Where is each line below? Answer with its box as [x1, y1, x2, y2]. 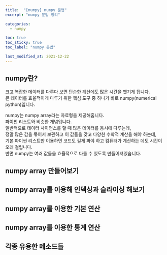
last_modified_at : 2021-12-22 [5, 54, 70, 59]
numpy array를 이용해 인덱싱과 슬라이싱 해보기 [5, 185, 145, 194]
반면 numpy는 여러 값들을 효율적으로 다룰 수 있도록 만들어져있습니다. [5, 150, 142, 156]
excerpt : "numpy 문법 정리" [5, 12, 60, 17]
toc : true [5, 35, 26, 41]
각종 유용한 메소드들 [5, 242, 64, 251]
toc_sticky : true [5, 40, 42, 45]
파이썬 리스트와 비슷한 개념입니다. [5, 118, 72, 125]
